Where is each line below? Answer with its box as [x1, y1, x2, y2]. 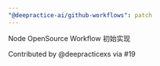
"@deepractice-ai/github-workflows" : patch [8, 11, 153, 19]
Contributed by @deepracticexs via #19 [8, 49, 136, 58]
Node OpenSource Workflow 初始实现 [8, 33, 131, 43]
